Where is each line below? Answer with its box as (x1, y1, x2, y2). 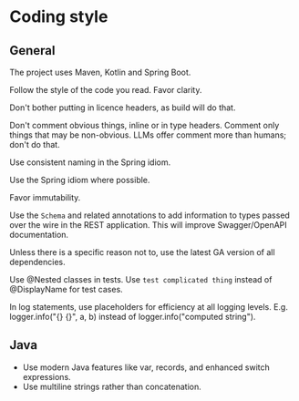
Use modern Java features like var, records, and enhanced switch (22, 362, 271, 373)
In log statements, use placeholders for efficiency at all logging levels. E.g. (9, 302, 289, 312)
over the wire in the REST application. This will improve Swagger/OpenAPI (9, 220, 287, 230)
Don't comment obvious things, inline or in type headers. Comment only (9, 120, 280, 130)
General (9, 43, 57, 58)
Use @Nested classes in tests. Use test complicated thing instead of (9, 274, 273, 284)
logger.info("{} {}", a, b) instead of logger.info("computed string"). (9, 312, 256, 322)
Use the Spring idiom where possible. (9, 175, 150, 185)
